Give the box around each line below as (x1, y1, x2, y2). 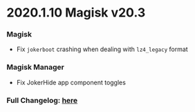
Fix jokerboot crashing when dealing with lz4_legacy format (16, 45, 188, 53)
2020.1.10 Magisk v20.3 (6, 5, 146, 21)
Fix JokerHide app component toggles (16, 78, 126, 86)
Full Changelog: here (6, 95, 78, 105)
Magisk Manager (6, 62, 65, 72)
